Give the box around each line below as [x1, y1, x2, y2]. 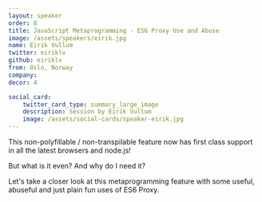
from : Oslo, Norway [8, 64, 73, 72]
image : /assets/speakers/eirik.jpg [8, 34, 127, 42]
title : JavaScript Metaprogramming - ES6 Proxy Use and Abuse [8, 26, 220, 34]
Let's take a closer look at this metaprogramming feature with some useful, [8, 176, 256, 186]
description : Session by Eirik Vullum [22, 108, 152, 116]
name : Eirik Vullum [8, 42, 73, 50]
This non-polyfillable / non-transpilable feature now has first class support [8, 137, 253, 146]
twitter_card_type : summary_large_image [22, 101, 159, 109]
